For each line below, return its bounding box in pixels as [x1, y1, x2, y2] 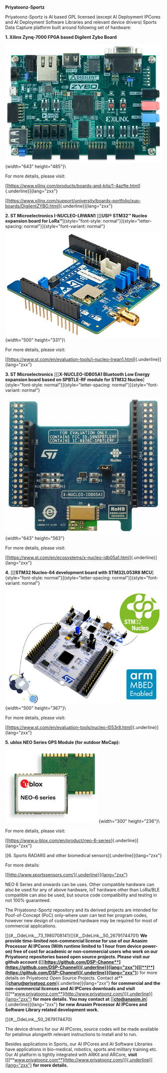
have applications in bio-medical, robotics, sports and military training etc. [5, 1046, 158, 1052]
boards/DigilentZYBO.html [5, 203, 59, 209]
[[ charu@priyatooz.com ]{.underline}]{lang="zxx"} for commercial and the [5, 980, 161, 986]
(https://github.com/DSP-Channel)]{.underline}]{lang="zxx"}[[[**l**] [5, 964, 155, 970]
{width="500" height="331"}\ [5, 337, 66, 343]
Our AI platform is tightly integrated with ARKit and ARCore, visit [5, 1052, 137, 1058]
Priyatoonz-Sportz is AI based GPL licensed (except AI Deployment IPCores [5, 14, 161, 19]
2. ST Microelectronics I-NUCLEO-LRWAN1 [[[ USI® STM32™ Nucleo [5, 212, 148, 218]
